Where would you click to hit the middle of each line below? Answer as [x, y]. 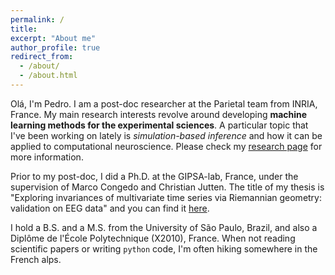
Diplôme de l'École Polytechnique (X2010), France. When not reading [153, 238]
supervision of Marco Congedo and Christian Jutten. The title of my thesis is [167, 187]
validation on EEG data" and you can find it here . [110, 208]
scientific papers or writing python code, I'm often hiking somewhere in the [164, 248]
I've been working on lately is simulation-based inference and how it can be [166, 135]
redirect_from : [42, 57]
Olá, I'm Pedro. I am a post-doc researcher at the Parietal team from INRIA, [164, 103]
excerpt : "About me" [53, 38]
